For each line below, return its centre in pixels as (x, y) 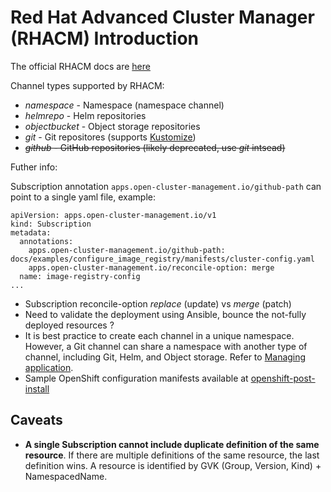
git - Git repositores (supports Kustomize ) (110, 137)
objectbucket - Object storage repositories (112, 126)
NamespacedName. (66, 476)
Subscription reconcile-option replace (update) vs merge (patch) (158, 303)
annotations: (46, 241)
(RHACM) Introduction (105, 38)
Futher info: (34, 167)
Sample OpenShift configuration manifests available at (136, 378)
